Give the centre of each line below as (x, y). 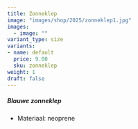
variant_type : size (35, 40)
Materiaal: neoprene (46, 119)
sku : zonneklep (35, 66)
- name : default (31, 53)
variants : (21, 46)
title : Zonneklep (32, 14)
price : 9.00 (31, 59)
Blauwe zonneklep (34, 100)
